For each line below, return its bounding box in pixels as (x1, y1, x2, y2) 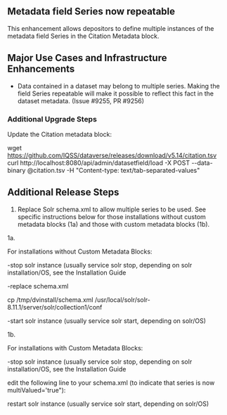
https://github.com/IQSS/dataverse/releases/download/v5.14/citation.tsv (7, 151, 217, 159)
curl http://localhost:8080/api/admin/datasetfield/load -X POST (7, 158, 190, 167)
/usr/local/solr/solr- (94, 295, 151, 304)
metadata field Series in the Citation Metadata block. (7, 32, 160, 40)
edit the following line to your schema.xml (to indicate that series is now (7, 378, 215, 387)
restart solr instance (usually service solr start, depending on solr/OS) (7, 400, 209, 408)
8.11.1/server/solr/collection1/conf (7, 303, 103, 311)
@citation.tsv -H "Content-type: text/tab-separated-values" (27, 166, 200, 174)
